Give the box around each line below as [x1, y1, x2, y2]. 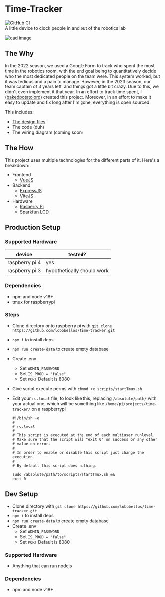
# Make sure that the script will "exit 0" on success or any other [12, 437, 158, 442]
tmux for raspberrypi [12, 299, 55, 305]
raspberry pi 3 [7, 267, 41, 274]
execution [12, 454, 33, 459]
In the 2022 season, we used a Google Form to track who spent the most [5, 62, 155, 68]
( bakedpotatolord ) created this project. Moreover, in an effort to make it [5, 94, 152, 100]
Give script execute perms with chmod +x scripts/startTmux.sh [12, 385, 142, 391]
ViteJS [19, 193, 34, 199]
